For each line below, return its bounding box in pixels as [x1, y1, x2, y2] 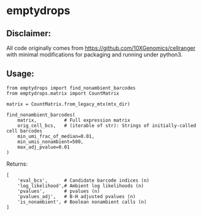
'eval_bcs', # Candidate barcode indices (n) [17, 177, 150, 183]
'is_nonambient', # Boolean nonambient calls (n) [17, 199, 147, 205]
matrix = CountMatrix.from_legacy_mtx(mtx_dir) [6, 101, 131, 107]
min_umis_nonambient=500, [17, 139, 84, 145]
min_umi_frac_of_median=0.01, [17, 133, 95, 139]
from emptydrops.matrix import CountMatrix [6, 90, 120, 96]
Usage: [6, 69, 35, 79]
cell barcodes [6, 128, 43, 134]
